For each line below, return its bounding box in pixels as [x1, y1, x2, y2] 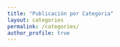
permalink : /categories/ [7, 23, 80, 30]
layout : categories [7, 17, 64, 23]
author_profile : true [7, 29, 70, 37]
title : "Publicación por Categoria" [7, 10, 114, 17]
